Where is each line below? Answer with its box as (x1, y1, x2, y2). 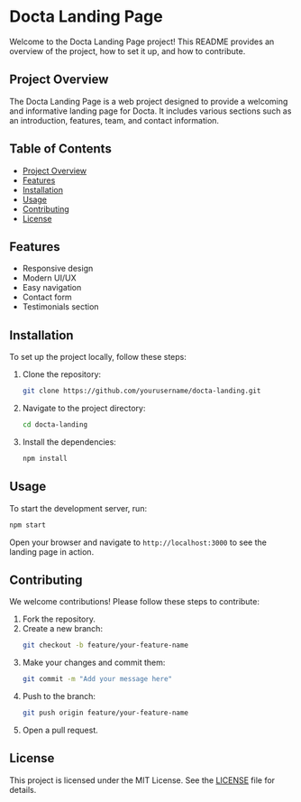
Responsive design (22, 263, 94, 274)
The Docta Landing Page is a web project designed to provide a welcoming (9, 96, 288, 106)
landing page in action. (9, 546, 95, 557)
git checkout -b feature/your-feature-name (22, 641, 189, 650)
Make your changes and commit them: (22, 657, 166, 668)
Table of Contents (9, 142, 113, 157)
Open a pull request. (22, 724, 99, 735)
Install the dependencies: (22, 436, 117, 447)
